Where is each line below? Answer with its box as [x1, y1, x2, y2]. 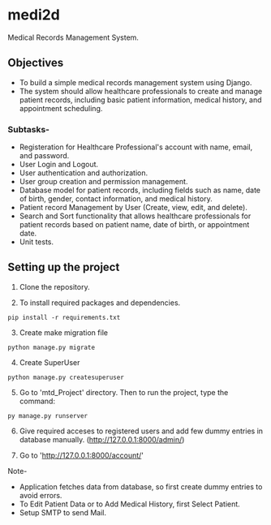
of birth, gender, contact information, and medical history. [19, 194, 213, 204]
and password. [19, 151, 70, 161]
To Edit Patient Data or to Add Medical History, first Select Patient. [19, 499, 240, 509]
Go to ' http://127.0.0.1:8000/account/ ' [19, 450, 144, 460]
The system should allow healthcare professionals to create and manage [19, 86, 263, 96]
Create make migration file [19, 327, 109, 338]
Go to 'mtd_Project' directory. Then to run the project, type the [19, 387, 229, 397]
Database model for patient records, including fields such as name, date [19, 185, 261, 196]
